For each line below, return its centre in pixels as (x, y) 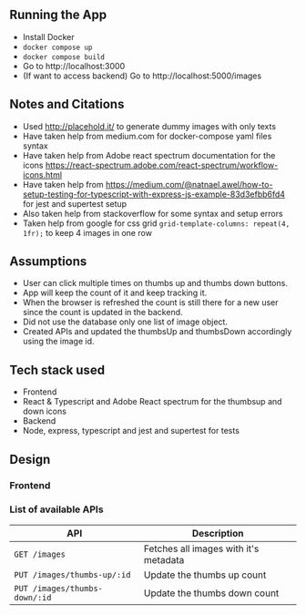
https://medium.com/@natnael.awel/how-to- (189, 184)
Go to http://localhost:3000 (74, 66)
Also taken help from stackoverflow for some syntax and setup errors (153, 213)
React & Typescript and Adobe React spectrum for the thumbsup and (152, 402)
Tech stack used (57, 369)
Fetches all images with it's (202, 548)
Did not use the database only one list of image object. (125, 322)
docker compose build (63, 57)
